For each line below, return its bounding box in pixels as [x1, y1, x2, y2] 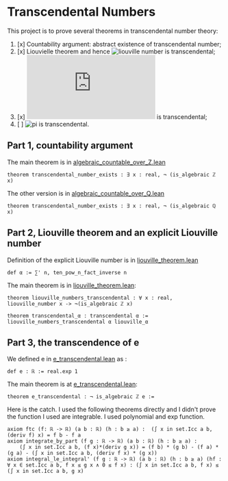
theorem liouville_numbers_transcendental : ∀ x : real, [7, 294, 173, 301]
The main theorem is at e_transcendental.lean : [7, 380, 138, 389]
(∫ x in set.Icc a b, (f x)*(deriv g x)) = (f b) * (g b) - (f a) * [19, 444, 219, 451]
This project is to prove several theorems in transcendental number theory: [7, 27, 218, 35]
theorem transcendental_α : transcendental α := [7, 312, 149, 319]
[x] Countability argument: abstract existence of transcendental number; [16, 40, 222, 48]
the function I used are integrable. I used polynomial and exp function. [7, 413, 205, 421]
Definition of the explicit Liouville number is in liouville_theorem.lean [7, 256, 199, 264]
